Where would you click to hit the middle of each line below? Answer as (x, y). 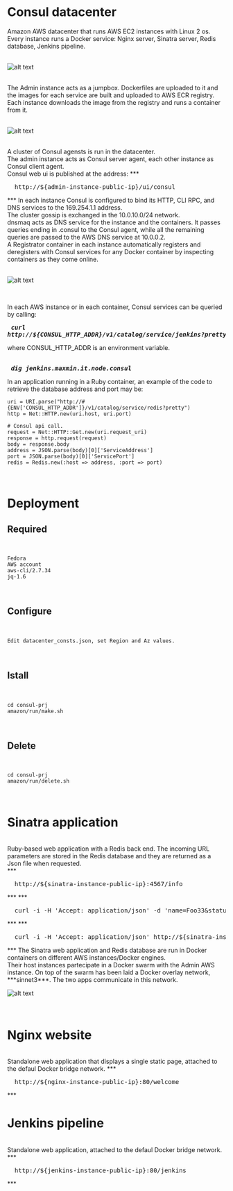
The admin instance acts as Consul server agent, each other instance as (110, 159)
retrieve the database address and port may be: (75, 389)
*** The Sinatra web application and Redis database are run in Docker (107, 950)
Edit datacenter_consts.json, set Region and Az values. (91, 641)
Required (27, 529)
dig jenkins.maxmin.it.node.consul (71, 368)
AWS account (24, 564)
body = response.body (38, 444)
